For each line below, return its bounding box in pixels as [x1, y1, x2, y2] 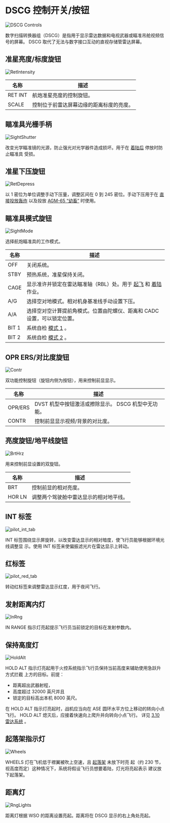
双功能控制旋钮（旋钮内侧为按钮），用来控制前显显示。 [5, 377, 118, 383]
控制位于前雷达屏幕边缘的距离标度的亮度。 [32, 101, 134, 108]
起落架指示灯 [5, 734, 46, 743]
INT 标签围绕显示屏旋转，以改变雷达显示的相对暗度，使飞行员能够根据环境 [5, 537, 160, 543]
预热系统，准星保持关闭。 [26, 271, 88, 278]
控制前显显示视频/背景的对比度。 [34, 418, 113, 425]
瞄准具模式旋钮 [5, 214, 52, 223]
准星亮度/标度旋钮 [5, 55, 62, 64]
